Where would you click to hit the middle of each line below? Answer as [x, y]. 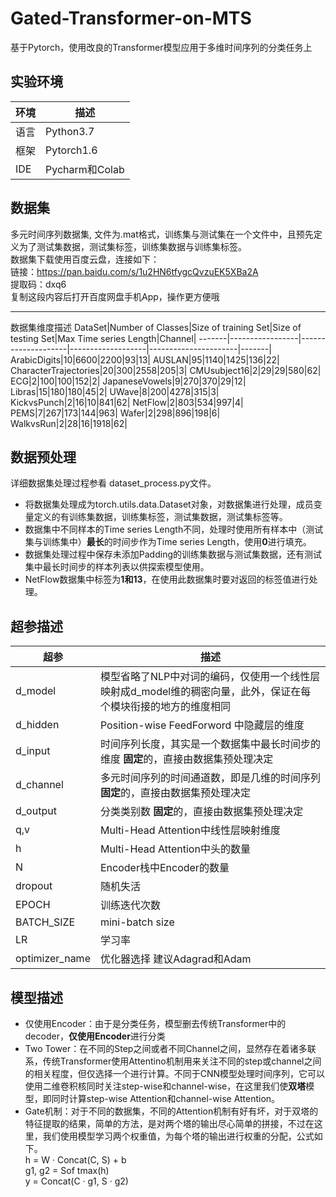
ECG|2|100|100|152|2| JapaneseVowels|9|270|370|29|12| [128, 381]
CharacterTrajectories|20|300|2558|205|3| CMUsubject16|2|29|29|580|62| [166, 370]
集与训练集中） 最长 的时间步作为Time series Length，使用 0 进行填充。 [168, 542]
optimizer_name [53, 959]
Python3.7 [70, 131]
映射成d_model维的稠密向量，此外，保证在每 [205, 692]
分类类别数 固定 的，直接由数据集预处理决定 [201, 812]
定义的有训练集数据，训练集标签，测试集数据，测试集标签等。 [160, 517]
